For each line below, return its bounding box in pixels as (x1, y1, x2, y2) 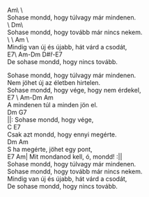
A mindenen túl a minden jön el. (7, 101, 98, 109)
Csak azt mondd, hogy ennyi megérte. (7, 130, 117, 139)
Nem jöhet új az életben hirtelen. (7, 79, 101, 86)
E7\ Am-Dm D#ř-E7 (7, 50, 63, 58)
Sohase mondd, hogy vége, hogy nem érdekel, (7, 86, 141, 94)
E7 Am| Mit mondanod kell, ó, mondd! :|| (7, 152, 123, 161)
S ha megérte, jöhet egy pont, (7, 145, 93, 153)
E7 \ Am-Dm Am (7, 93, 54, 102)
